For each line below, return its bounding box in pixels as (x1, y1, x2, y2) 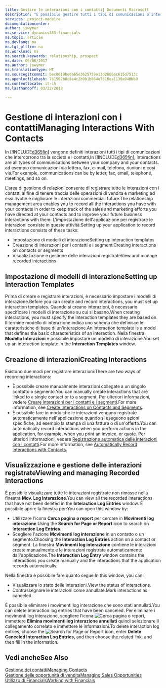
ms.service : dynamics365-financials (5, 30, 81, 35)
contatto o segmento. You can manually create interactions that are (12, 388, 148, 395)
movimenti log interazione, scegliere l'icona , (5, 612, 146, 618)
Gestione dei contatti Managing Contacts (5, 667, 87, 673)
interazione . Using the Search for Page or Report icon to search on (12, 520, 149, 527)
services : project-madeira (5, 16, 61, 21)
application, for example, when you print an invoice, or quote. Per (12, 431, 146, 437)
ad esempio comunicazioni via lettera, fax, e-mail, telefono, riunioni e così (5, 165, 156, 171)
